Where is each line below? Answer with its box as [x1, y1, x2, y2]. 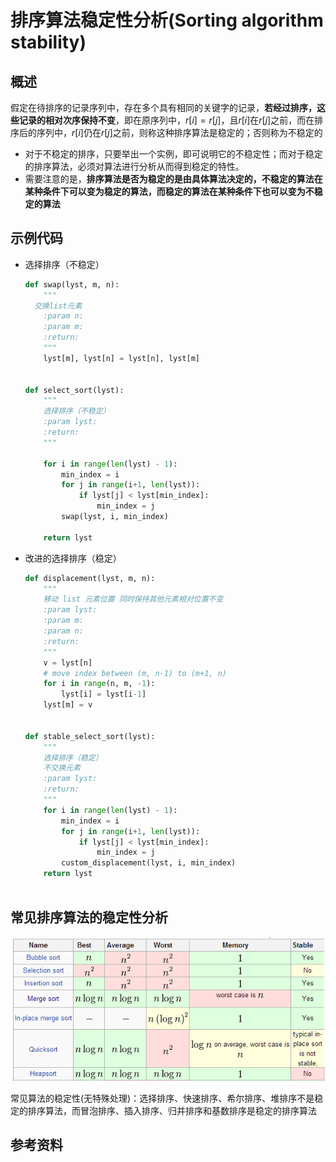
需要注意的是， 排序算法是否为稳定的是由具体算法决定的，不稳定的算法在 [24, 173, 323, 185]
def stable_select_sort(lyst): [24, 731, 156, 741]
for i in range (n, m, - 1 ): [43, 679, 156, 689]
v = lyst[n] [43, 657, 93, 668]
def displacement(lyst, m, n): [24, 573, 156, 583]
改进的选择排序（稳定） [24, 552, 122, 564]
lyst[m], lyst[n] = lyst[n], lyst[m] [43, 353, 201, 363]
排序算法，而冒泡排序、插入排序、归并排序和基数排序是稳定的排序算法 [27, 1104, 317, 1116]
